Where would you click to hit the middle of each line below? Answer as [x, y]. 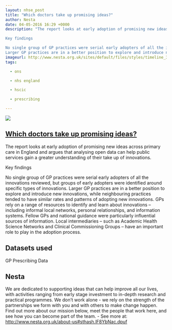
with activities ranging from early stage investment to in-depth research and [85, 295]
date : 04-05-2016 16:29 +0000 [38, 24]
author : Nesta [20, 20]
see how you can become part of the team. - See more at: [67, 316]
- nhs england [25, 81]
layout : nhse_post [25, 10]
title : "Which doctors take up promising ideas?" [59, 15]
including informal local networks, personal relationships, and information [83, 210]
